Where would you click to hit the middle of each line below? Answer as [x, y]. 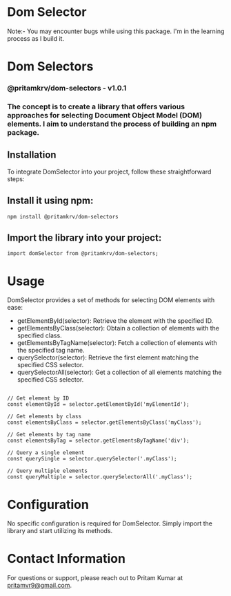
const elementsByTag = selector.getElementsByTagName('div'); [98, 441]
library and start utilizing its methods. [60, 531]
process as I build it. [36, 38]
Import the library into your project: [84, 238]
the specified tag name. [51, 351]
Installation [32, 155]
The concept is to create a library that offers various [96, 106]
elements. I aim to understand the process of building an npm [112, 124]
